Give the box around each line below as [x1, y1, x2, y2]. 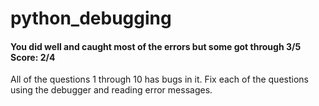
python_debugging [10, 7, 172, 30]
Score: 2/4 [10, 51, 56, 63]
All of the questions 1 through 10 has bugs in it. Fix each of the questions [10, 73, 309, 86]
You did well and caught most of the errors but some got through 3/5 [10, 40, 302, 52]
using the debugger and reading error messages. [10, 84, 213, 96]
